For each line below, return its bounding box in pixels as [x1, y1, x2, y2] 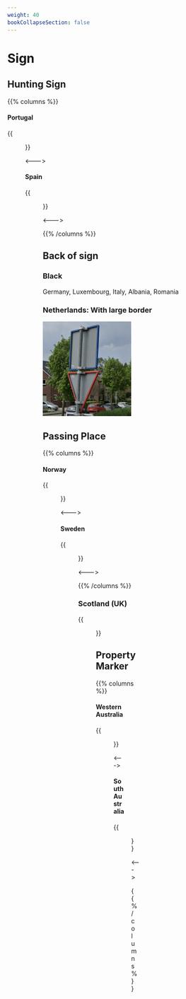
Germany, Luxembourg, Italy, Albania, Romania [42, 287, 179, 296]
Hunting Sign [7, 79, 66, 91]
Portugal [7, 113, 34, 122]
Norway [42, 465, 67, 473]
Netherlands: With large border [42, 305, 152, 315]
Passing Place [42, 430, 106, 442]
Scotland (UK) [78, 599, 127, 608]
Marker [95, 660, 129, 672]
